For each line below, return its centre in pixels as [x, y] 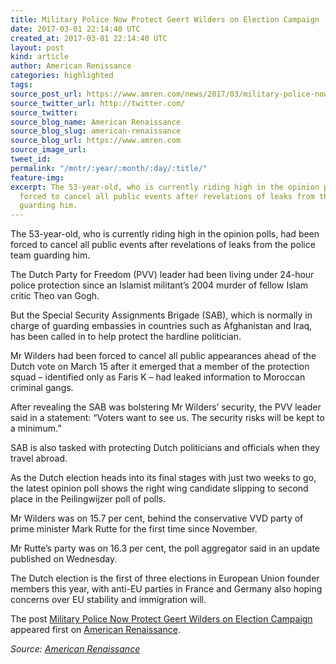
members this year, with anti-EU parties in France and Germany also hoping [166, 589]
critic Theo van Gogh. [55, 296]
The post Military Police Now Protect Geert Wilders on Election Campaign [161, 619]
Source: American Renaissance [75, 649]
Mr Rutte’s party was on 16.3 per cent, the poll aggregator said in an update [165, 548]
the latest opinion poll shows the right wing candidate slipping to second [159, 488]
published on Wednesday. [64, 559]
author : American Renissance [71, 66]
